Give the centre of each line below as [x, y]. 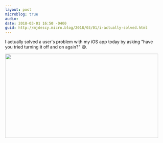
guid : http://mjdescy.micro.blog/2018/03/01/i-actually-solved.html [76, 28]
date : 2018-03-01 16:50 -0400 [36, 23]
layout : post [18, 10]
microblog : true [22, 14]
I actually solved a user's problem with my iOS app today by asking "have [79, 42]
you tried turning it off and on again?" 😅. [46, 47]
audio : [12, 19]
